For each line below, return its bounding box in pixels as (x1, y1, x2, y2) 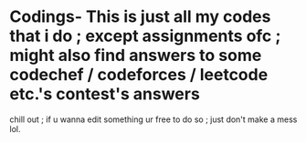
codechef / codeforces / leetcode (9, 65, 269, 86)
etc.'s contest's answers (9, 84, 201, 105)
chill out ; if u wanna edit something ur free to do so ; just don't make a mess (9, 114, 298, 125)
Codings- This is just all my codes (9, 6, 271, 27)
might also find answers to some (9, 46, 262, 66)
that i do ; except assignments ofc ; (9, 25, 281, 46)
